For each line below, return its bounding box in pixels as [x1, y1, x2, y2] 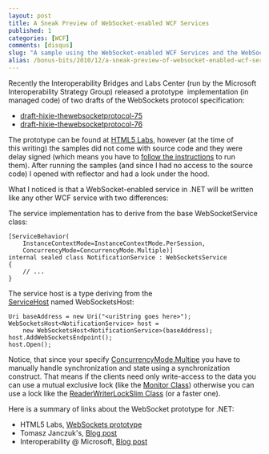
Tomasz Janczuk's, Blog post [19, 428, 118, 437]
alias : [8, 57, 30, 65]
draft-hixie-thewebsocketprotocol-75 [19, 110, 143, 120]
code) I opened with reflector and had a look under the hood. [8, 169, 210, 179]
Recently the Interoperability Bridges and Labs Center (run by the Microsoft [8, 78, 257, 88]
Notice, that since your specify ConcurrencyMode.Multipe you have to [8, 354, 240, 364]
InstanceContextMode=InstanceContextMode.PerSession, [22, 239, 206, 247]
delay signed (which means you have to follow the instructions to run [8, 151, 236, 161]
